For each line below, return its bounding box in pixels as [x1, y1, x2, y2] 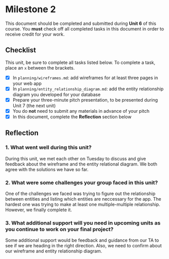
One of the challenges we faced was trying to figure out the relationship [5, 190, 156, 197]
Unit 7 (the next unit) [12, 103, 56, 109]
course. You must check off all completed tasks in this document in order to [5, 25, 164, 31]
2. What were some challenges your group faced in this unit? [5, 179, 158, 186]
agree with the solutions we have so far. [5, 166, 89, 172]
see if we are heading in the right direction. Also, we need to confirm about [5, 243, 162, 249]
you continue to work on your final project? [5, 225, 114, 233]
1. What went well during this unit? [5, 144, 92, 151]
